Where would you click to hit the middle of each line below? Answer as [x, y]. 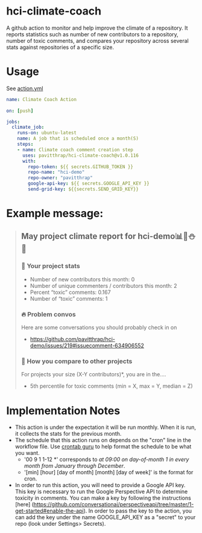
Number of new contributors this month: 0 [82, 279]
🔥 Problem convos [49, 314]
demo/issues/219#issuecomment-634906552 [87, 345]
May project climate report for [78, 236]
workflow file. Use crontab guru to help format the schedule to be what [103, 446]
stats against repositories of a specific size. [60, 47]
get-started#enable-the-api [49, 511]
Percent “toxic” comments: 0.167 [70, 292]
